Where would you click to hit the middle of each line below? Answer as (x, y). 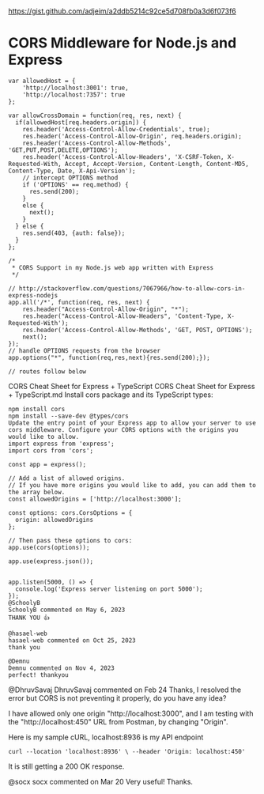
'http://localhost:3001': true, (75, 88)
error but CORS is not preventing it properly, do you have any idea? (117, 698)
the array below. (37, 493)
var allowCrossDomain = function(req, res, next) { (95, 116)
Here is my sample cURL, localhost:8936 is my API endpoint (106, 737)
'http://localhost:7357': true (74, 95)
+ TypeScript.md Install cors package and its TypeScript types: (111, 395)
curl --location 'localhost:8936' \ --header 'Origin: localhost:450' (127, 752)
